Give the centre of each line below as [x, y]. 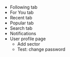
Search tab [21, 28]
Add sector [29, 44]
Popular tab [22, 23]
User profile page [28, 39]
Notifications [23, 33]
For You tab [22, 12]
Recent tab [21, 18]
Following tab [24, 7]
